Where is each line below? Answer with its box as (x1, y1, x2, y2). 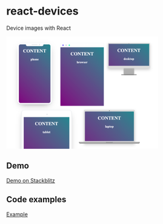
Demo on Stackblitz (6, 177, 56, 184)
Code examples (6, 194, 67, 205)
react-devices (6, 4, 79, 18)
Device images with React (6, 24, 72, 32)
